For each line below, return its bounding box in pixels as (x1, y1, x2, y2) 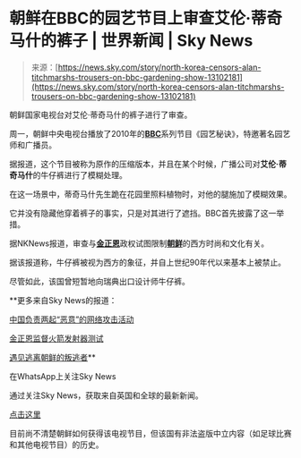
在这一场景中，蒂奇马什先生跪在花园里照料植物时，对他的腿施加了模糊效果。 (9, 189, 292, 199)
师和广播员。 (9, 140, 56, 150)
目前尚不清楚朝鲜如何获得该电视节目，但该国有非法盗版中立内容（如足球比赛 (9, 428, 292, 438)
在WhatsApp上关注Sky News (9, 370, 116, 381)
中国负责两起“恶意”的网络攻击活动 (9, 314, 134, 325)
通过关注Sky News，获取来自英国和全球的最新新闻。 (9, 390, 203, 401)
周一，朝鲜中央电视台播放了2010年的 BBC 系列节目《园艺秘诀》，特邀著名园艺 (9, 128, 291, 139)
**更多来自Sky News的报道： (9, 294, 117, 305)
